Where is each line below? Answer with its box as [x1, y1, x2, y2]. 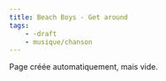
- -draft [25, 29, 57, 38]
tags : [9, 21, 29, 30]
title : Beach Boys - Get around [9, 12, 128, 22]
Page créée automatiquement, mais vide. [9, 62, 159, 72]
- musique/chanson [25, 37, 93, 47]
